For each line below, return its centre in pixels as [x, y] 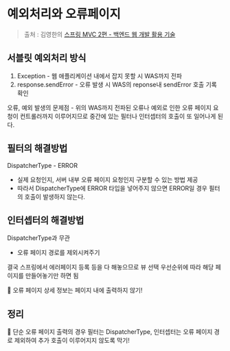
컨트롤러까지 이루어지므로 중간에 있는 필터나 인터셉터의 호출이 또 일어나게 [118, 116]
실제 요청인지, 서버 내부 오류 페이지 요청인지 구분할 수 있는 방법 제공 [107, 180]
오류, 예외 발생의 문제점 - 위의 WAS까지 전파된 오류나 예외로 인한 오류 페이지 [109, 108]
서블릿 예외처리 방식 [47, 58]
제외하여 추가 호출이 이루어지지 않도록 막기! [72, 341]
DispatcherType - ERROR [43, 165]
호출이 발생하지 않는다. [55, 197]
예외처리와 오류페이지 [64, 14]
